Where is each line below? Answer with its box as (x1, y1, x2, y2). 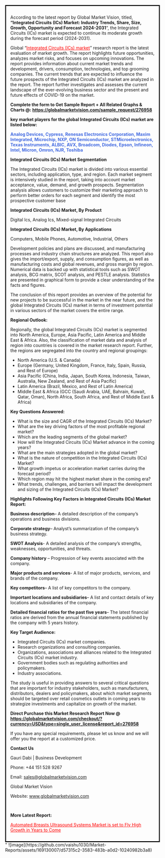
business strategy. (10, 531, 48, 537)
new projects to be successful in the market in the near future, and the (10, 297, 153, 303)
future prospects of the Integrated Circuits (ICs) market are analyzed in (10, 77, 154, 82)
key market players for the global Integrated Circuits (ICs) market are (10, 117, 154, 122)
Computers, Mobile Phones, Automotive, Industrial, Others (10, 236, 129, 241)
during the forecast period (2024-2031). (10, 36, 91, 41)
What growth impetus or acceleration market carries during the (17, 466, 145, 471)
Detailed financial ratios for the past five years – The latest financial (10, 609, 149, 615)
